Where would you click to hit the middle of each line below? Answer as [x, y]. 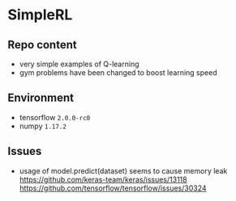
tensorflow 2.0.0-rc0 [55, 117]
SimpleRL [40, 15]
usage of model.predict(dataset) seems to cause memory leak [123, 170]
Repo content [43, 45]
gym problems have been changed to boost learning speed [118, 73]
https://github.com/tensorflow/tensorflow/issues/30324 [113, 188]
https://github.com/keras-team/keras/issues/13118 [103, 179]
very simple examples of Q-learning [79, 64]
